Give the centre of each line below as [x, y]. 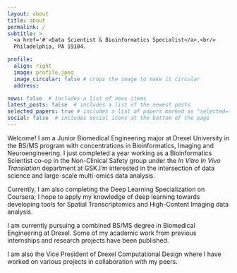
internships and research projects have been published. [88, 240]
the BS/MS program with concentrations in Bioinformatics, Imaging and [110, 145]
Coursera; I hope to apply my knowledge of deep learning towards [104, 196]
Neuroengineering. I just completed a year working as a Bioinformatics [110, 153]
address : [26, 85]
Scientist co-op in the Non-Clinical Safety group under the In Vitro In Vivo [114, 160]
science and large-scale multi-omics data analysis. [81, 175]
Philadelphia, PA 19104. [50, 47]
